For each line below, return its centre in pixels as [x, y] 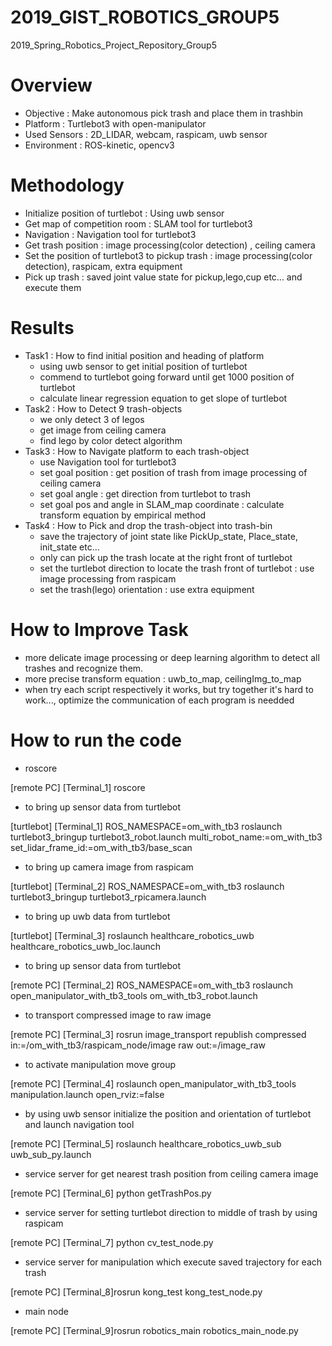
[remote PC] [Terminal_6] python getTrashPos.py [111, 1193]
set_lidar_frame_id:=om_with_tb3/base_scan [101, 847]
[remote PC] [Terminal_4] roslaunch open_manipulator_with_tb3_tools [153, 1083]
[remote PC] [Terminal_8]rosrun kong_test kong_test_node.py [136, 1292]
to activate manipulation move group [100, 1064]
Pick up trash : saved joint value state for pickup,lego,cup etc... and [163, 277]
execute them [53, 287]
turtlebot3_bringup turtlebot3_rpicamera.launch [108, 897]
